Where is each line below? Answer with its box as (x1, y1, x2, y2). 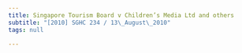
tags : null (8, 26, 44, 34)
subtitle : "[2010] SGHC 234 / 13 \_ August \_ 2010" (8, 19, 171, 26)
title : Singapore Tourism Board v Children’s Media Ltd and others (8, 11, 235, 19)
